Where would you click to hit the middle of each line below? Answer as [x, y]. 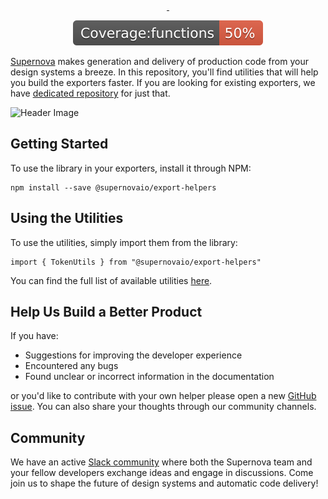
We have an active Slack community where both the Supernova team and [161, 462]
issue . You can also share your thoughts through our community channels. [163, 407]
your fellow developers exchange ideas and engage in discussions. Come [162, 473]
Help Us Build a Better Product [106, 312]
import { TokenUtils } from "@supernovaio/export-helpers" [136, 262]
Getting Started [59, 144]
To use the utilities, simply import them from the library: [124, 242]
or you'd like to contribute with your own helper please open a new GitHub [163, 396]
